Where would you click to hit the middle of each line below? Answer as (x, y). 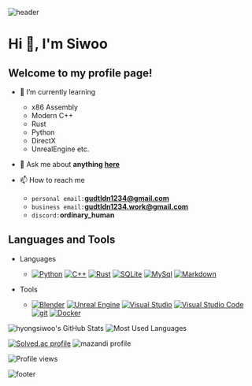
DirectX (44, 141)
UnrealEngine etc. (60, 149)
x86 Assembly (55, 107)
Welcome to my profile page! (80, 73)
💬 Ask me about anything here (70, 164)
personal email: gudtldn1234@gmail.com (100, 198)
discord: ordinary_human (73, 215)
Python (43, 132)
